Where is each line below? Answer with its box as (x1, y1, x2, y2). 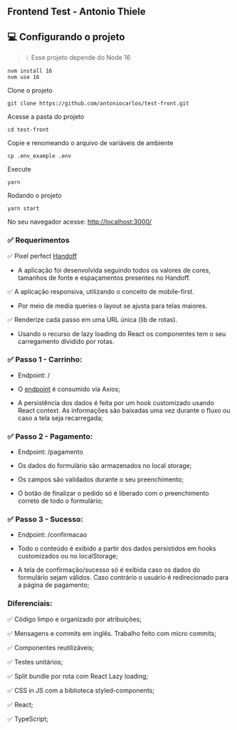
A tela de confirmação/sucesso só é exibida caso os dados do (17, 565, 201, 574)
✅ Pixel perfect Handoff (7, 251, 77, 260)
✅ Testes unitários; (7, 657, 63, 666)
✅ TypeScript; (7, 714, 48, 723)
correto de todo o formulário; (17, 496, 103, 505)
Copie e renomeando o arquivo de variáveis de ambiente (7, 139, 174, 147)
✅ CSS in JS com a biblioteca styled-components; (7, 686, 155, 694)
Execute (7, 165, 31, 174)
